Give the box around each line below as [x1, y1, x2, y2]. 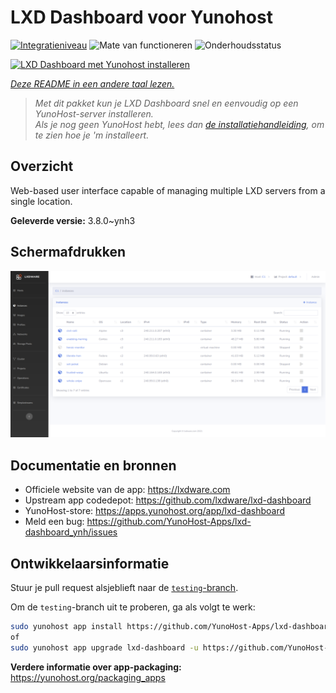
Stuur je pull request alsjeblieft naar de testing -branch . [10, 581, 239, 593]
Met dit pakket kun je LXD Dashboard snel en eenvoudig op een [34, 97, 299, 109]
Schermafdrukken [10, 244, 126, 261]
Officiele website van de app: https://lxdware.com [24, 484, 231, 496]
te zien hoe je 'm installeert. [34, 129, 150, 141]
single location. [10, 195, 73, 207]
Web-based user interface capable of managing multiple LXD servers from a [10, 184, 326, 196]
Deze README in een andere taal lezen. [10, 77, 175, 90]
